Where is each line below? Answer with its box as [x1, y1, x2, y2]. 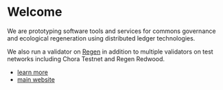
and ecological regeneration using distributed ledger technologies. [7, 34, 196, 42]
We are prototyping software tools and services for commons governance [7, 27, 216, 35]
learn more [16, 68, 48, 76]
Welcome [7, 4, 62, 20]
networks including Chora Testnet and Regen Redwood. [7, 54, 165, 63]
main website [16, 75, 55, 83]
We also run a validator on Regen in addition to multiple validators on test [7, 47, 214, 56]
